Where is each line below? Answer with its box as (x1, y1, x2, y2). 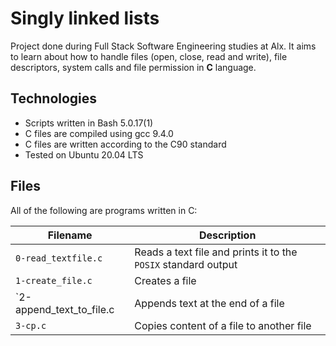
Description (198, 228, 257, 242)
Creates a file (134, 273, 197, 287)
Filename (47, 228, 93, 242)
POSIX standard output (134, 257, 238, 271)
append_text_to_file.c (15, 302, 115, 316)
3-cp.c (15, 320, 47, 331)
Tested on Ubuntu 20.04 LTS (24, 148, 144, 161)
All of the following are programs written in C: (10, 204, 198, 216)
